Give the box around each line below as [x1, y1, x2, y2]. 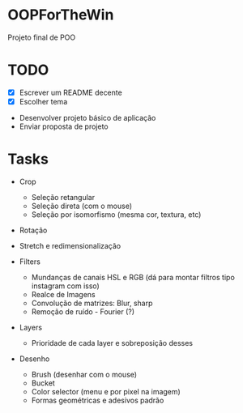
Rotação [19, 225, 48, 235]
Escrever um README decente [19, 87, 122, 97]
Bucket [31, 378, 56, 388]
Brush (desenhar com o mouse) [31, 369, 138, 379]
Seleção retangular [31, 192, 95, 202]
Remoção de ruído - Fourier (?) [31, 306, 135, 317]
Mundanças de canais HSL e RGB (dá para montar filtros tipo [31, 272, 236, 282]
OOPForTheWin [7, 6, 114, 24]
